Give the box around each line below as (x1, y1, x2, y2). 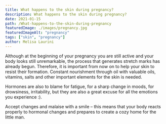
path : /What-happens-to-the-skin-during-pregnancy (5, 21, 112, 26)
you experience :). (5, 94, 42, 100)
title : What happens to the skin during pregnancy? (5, 7, 114, 12)
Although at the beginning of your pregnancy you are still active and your (5, 53, 154, 59)
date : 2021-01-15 (5, 16, 41, 21)
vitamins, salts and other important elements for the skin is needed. (5, 74, 142, 80)
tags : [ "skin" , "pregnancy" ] (5, 35, 65, 40)
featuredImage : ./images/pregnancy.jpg (5, 26, 87, 31)
